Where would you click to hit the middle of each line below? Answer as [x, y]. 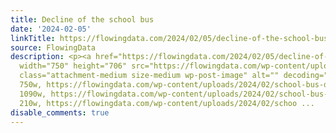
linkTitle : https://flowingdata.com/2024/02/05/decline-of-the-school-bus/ [171, 38]
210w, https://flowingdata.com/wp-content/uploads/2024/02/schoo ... [167, 103]
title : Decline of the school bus [82, 19]
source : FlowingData [53, 47]
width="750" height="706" [73, 66]
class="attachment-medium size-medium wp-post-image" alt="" [149, 76]
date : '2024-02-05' [51, 29]
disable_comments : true [60, 112]
